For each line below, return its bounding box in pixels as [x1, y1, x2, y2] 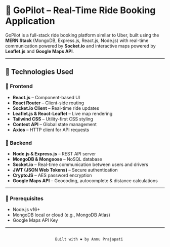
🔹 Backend [5, 139, 32, 146]
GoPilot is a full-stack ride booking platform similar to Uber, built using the [5, 32, 159, 38]
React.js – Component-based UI [12, 94, 80, 100]
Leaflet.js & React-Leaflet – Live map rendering [12, 110, 113, 116]
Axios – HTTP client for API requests [12, 127, 90, 133]
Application [5, 15, 55, 27]
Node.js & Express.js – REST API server [12, 150, 96, 156]
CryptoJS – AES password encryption [12, 172, 92, 178]
